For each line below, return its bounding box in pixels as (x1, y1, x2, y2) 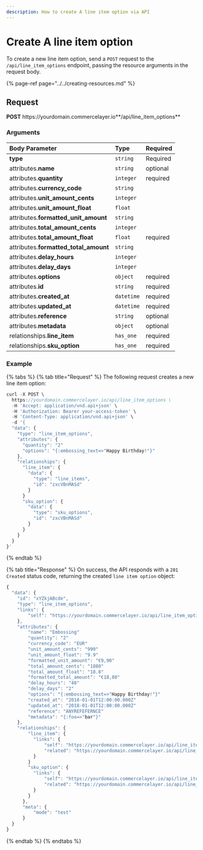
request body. (6, 68, 41, 75)
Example (6, 359, 33, 368)
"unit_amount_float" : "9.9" (28, 652, 98, 658)
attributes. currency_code (9, 184, 82, 192)
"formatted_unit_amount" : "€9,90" (28, 657, 115, 663)
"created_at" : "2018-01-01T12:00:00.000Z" (28, 697, 137, 703)
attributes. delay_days (9, 262, 71, 271)
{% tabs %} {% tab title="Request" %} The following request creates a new (6, 373, 195, 380)
